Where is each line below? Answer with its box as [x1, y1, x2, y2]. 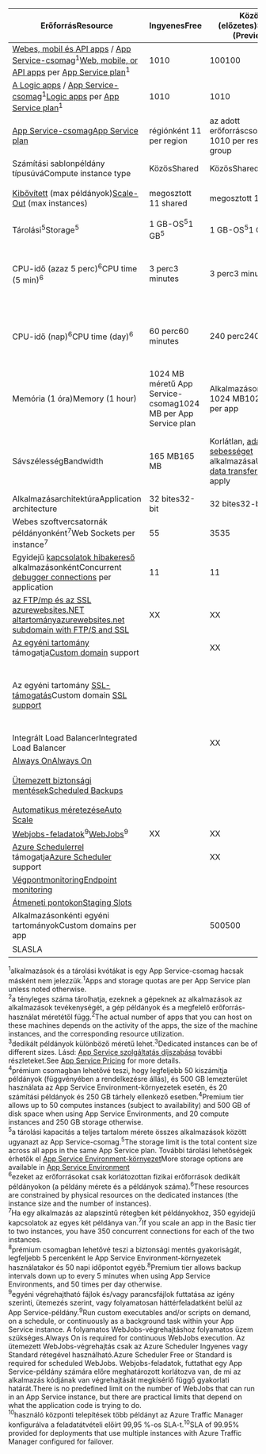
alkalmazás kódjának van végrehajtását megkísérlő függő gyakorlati [8, 1375, 230, 1384]
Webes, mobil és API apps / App [12, 44, 131, 54]
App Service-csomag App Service [12, 125, 139, 137]
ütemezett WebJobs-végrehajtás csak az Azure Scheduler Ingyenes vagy [8, 1341, 248, 1351]
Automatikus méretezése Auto [12, 804, 123, 815]
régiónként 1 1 [149, 125, 202, 137]
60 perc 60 [149, 325, 189, 337]
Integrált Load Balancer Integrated [12, 733, 138, 744]
